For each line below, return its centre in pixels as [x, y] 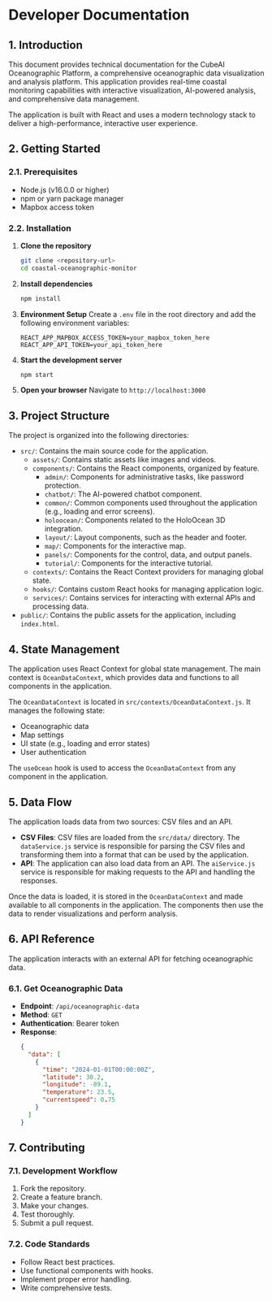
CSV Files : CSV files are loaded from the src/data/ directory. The [130, 837]
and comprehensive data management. [74, 99]
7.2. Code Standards [50, 1244]
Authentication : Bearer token [69, 1023]
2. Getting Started [54, 149]
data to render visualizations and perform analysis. [93, 913]
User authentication [53, 752]
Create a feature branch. [61, 1197]
